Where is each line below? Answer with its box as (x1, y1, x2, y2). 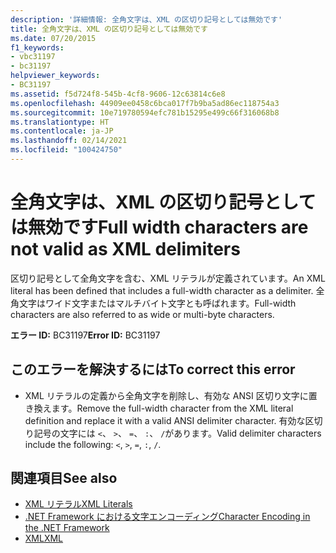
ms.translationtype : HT (10, 117, 110, 127)
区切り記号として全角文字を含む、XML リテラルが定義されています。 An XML (10, 272, 326, 284)
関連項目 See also (10, 470, 118, 487)
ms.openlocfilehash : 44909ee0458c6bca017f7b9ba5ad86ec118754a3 (10, 98, 280, 108)
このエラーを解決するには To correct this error (10, 361, 296, 378)
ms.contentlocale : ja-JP (10, 126, 114, 136)
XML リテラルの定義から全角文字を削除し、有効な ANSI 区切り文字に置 (24, 389, 318, 401)
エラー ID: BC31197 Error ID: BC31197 (10, 329, 161, 341)
